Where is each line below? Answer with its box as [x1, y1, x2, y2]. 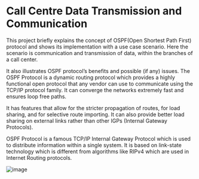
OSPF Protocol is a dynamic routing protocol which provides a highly [6, 74, 175, 81]
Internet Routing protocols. [6, 154, 72, 161]
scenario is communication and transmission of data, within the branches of [6, 49, 193, 56]
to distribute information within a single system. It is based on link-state [6, 141, 182, 148]
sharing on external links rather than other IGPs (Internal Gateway [6, 117, 167, 124]
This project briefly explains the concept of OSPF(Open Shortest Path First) [6, 37, 192, 44]
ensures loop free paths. [6, 93, 67, 100]
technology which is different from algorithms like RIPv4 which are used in [6, 148, 189, 155]
